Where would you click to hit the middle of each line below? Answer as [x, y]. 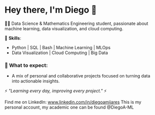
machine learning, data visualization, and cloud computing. [64, 28]
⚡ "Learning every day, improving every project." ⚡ [56, 91]
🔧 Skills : [13, 38]
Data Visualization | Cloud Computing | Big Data [60, 53]
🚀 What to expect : [26, 65]
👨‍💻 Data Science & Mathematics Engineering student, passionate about [77, 23]
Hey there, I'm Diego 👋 [51, 10]
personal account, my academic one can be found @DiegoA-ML [69, 107]
